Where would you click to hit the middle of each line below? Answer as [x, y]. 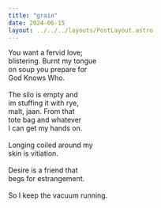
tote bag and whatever [45, 120]
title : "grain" [33, 15]
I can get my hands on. [45, 128]
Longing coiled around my [51, 145]
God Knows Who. [37, 78]
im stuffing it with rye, [43, 103]
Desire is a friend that [43, 170]
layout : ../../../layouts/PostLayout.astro [81, 30]
